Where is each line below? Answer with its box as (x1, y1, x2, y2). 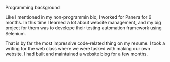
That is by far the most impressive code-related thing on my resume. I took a (5, 40, 165, 46)
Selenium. (5, 30, 26, 36)
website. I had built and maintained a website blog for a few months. (5, 51, 148, 57)
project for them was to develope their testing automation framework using (5, 25, 162, 31)
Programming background (5, 5, 60, 10)
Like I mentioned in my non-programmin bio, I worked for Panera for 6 (5, 14, 152, 20)
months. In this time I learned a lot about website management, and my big (5, 20, 161, 25)
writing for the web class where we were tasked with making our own (5, 46, 151, 51)
